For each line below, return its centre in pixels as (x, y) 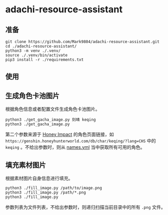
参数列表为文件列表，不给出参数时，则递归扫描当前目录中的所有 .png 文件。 (86, 207)
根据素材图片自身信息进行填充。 (39, 179)
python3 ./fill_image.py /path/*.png (46, 193)
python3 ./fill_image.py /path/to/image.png (54, 188)
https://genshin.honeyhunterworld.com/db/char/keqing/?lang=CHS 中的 (81, 141)
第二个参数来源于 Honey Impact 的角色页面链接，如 (60, 134)
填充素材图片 (26, 165)
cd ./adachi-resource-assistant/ (41, 46)
